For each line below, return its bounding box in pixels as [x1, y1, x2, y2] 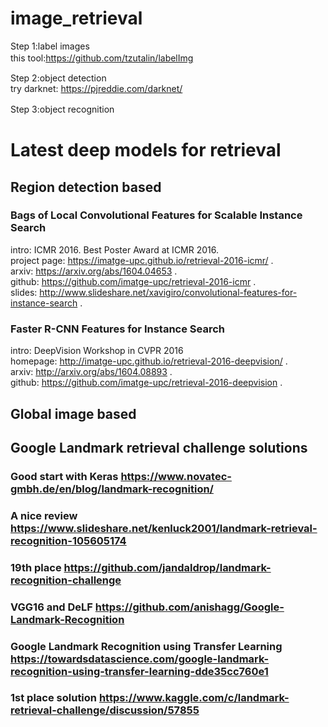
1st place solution [10, 691, 98, 705]
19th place [10, 560, 62, 574]
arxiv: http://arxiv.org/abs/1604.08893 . [10, 366, 173, 378]
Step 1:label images [10, 40, 90, 52]
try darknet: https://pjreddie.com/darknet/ [10, 82, 183, 94]
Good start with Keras [10, 469, 119, 483]
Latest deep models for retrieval [10, 139, 282, 162]
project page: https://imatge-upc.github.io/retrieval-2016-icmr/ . [10, 254, 274, 266]
